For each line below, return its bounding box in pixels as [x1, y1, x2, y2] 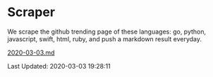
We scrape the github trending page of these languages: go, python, [7, 27, 207, 36]
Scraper [7, 4, 55, 20]
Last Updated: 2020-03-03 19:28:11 [7, 62, 111, 70]
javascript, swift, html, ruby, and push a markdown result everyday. [7, 34, 202, 43]
